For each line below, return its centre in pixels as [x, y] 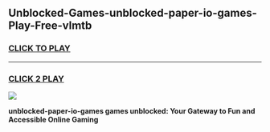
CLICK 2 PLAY [36, 78]
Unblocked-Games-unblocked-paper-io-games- [133, 13]
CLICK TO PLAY [39, 49]
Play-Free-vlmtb [50, 26]
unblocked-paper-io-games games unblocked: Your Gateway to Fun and [132, 110]
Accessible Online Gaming [53, 119]
